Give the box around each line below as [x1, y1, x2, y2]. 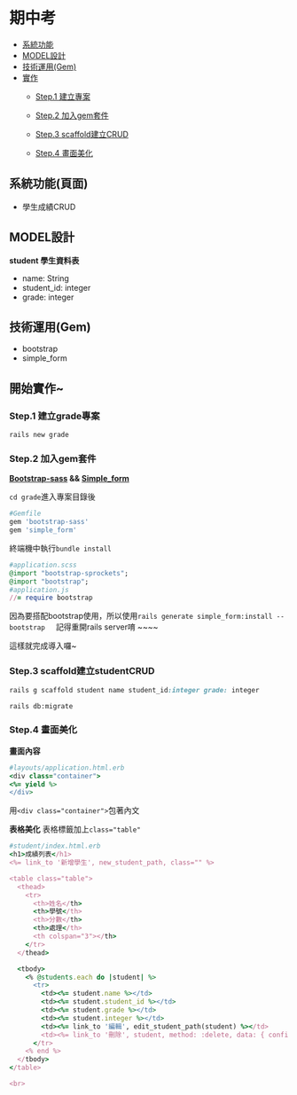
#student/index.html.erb [9, 841, 101, 851]
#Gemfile [9, 509, 42, 519]
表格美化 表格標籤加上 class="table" [9, 824, 142, 834]
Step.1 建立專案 [35, 90, 91, 102]
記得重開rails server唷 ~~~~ [56, 622, 159, 632]
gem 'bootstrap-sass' [9, 518, 90, 527]
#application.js [9, 585, 69, 594]
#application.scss [9, 560, 77, 569]
